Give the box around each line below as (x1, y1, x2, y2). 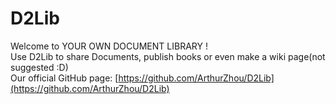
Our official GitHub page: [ (10, 72, 119, 84)
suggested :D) (10, 61, 69, 73)
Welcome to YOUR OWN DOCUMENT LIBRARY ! (10, 40, 208, 52)
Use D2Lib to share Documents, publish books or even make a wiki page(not (10, 50, 326, 62)
